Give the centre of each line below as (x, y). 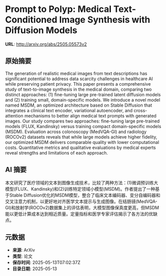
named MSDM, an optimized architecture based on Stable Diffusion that (79, 105)
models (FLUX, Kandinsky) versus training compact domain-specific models (83, 126)
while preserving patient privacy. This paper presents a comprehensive (78, 84)
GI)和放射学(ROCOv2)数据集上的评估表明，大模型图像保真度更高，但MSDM (82, 207)
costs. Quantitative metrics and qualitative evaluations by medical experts (81, 147)
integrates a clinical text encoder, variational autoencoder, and (69, 110)
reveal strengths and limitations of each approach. (57, 152)
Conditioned (31, 20)
